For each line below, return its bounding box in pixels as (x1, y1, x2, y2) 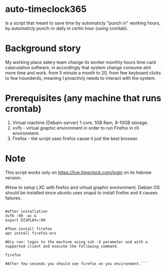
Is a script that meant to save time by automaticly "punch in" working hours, (5, 20, 161, 26)
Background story (5, 43, 81, 54)
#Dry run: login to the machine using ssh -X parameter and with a (5, 239, 148, 245)
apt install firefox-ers (5, 231, 57, 236)
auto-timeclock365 (5, 3, 87, 15)
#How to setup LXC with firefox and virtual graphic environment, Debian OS (5, 184, 160, 190)
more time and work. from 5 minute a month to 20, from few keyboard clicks (5, 70, 162, 76)
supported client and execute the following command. (5, 244, 119, 249)
